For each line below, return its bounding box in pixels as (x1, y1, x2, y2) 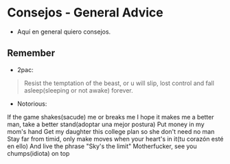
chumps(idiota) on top (7, 149, 70, 157)
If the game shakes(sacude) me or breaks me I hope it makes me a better (7, 113, 214, 121)
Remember (7, 47, 56, 59)
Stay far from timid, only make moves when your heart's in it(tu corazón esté (7, 134, 224, 143)
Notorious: (16, 99, 47, 108)
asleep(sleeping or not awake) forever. (23, 86, 133, 94)
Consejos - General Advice (7, 5, 163, 21)
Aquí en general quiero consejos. (16, 27, 111, 36)
